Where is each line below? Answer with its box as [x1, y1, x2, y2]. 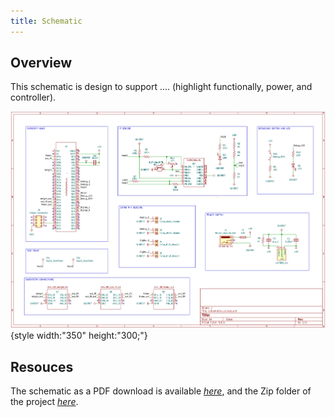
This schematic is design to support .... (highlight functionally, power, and [10, 81, 313, 93]
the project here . [10, 396, 79, 408]
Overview [10, 55, 73, 72]
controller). [10, 91, 57, 104]
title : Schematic [10, 16, 83, 26]
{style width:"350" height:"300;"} [10, 330, 148, 342]
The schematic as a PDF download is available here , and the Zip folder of [10, 385, 312, 397]
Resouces [10, 358, 74, 375]
